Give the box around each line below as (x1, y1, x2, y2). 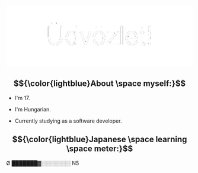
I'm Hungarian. (14, 105, 52, 113)
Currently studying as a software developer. (14, 117, 122, 124)
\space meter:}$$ (66, 144, 133, 154)
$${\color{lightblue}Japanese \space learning (12, 134, 187, 145)
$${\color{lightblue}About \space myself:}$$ (14, 79, 186, 89)
